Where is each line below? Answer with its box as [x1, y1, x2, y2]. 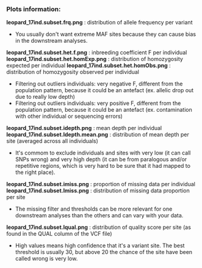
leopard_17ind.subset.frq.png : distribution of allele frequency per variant [6, 19, 193, 26]
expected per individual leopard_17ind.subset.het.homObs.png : [6, 62, 171, 69]
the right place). [15, 168, 56, 176]
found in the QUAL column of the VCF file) [6, 230, 112, 237]
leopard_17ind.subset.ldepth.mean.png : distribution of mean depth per [6, 131, 189, 139]
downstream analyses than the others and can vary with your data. [15, 212, 184, 219]
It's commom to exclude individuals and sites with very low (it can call [15, 149, 191, 157]
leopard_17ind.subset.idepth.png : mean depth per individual [6, 125, 162, 132]
